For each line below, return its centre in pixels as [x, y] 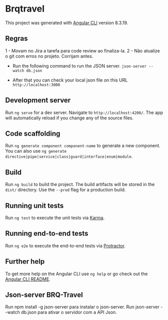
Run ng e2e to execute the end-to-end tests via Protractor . [65, 245]
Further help [25, 262]
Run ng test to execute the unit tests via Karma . [55, 218]
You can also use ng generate [36, 151]
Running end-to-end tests [47, 234]
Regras [17, 39]
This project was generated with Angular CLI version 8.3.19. [67, 23]
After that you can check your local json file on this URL [70, 80]
